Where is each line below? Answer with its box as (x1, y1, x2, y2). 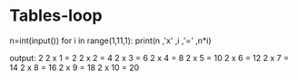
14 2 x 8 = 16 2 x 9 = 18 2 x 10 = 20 (9, 62, 140, 73)
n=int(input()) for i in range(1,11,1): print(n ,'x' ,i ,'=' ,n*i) (9, 35, 212, 46)
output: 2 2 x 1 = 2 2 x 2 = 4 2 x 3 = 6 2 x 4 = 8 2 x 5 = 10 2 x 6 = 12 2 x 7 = (9, 52, 289, 63)
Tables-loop (9, 5, 103, 26)
